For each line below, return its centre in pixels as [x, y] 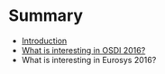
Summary [46, 16]
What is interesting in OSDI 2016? [83, 50]
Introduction [44, 41]
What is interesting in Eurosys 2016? [89, 60]
